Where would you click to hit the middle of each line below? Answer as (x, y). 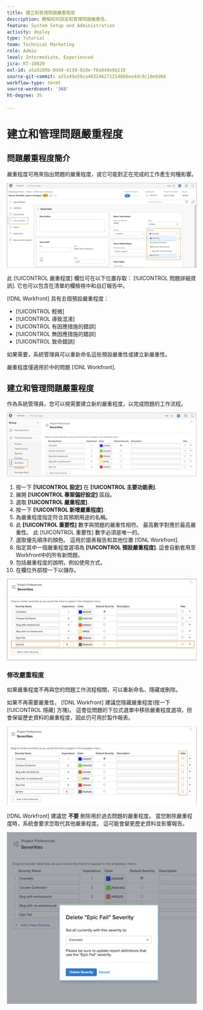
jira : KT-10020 (26, 63)
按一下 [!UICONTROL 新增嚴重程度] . (60, 510)
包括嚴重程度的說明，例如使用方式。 (61, 563)
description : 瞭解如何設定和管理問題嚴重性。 (58, 19)
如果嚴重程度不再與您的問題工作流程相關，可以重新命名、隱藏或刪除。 (94, 689)
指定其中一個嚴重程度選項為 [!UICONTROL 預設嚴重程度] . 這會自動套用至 (106, 548)
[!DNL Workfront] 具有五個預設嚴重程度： (58, 299)
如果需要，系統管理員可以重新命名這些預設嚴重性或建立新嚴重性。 (89, 354)
